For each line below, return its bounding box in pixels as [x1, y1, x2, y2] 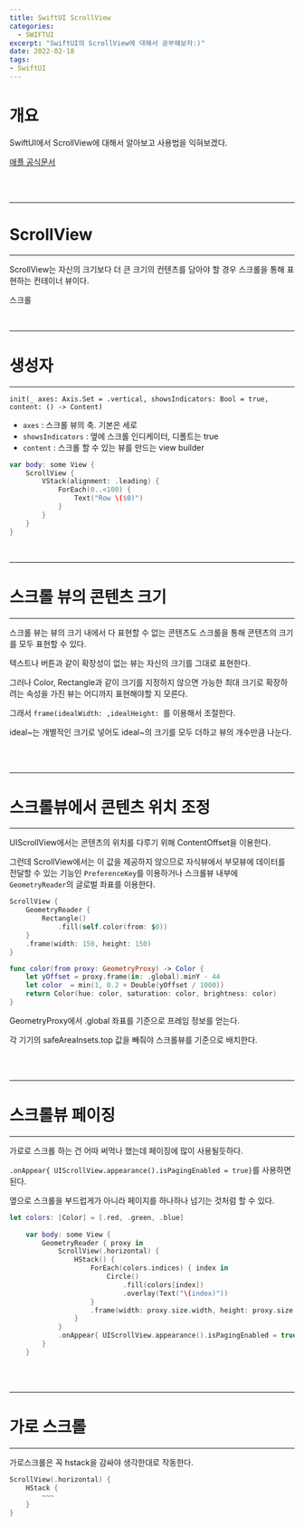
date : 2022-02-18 [9, 47, 75, 56]
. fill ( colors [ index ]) [122, 1280, 204, 1290]
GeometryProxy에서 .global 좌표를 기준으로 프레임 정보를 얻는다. [9, 1015, 240, 1025]
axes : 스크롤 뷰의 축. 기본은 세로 [22, 419, 138, 430]
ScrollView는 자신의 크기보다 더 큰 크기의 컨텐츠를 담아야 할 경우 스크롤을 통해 [9, 263, 285, 274]
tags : [9, 55, 30, 64]
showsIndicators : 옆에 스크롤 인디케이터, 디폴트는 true [22, 431, 219, 442]
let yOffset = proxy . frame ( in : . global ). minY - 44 [25, 972, 221, 982]
